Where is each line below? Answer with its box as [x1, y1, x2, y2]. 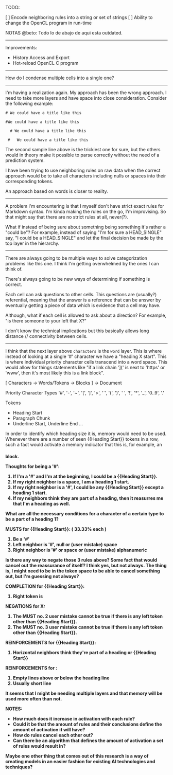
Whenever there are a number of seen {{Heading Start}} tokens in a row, [5, 436, 159, 442]
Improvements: [5, 45, 38, 50]
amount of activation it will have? [12, 726, 85, 732]
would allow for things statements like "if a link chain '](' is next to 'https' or [5, 365, 165, 370]
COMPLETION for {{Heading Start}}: [5, 583, 85, 589]
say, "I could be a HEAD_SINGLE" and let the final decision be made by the [5, 235, 164, 241]
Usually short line [12, 680, 51, 686]
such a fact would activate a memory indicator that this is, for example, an [5, 442, 162, 447]
